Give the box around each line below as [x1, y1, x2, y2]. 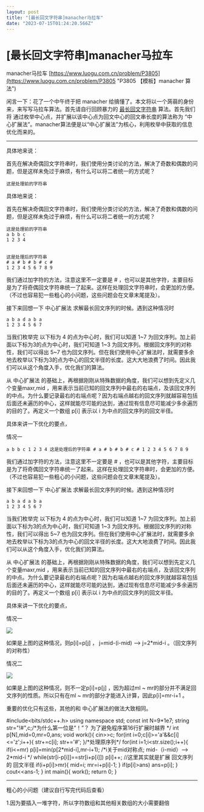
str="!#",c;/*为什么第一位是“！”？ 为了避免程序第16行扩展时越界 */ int [6, 724, 179, 732]
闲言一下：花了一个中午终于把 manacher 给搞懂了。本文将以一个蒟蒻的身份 [6, 98, 194, 105]
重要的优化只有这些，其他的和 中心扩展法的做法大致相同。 [6, 705, 152, 712]
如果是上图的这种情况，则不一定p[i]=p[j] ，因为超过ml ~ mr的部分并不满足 [6, 684, 191, 692]
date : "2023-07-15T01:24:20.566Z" [6, 20, 94, 26]
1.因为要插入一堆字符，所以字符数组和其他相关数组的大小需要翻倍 [6, 799, 170, 807]
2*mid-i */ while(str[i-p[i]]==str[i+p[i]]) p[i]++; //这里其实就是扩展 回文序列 [6, 753, 193, 761]
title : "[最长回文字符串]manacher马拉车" [6, 15, 103, 21]
